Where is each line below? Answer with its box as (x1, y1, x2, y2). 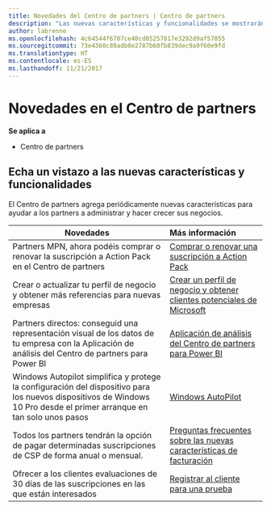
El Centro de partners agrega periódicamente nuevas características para (8, 199, 253, 209)
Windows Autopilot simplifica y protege (12, 371, 161, 382)
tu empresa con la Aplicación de (12, 337, 135, 348)
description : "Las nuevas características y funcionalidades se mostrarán (8, 19, 265, 27)
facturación (169, 454, 214, 466)
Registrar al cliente (169, 473, 240, 484)
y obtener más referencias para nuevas (12, 289, 161, 300)
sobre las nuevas (169, 434, 234, 445)
